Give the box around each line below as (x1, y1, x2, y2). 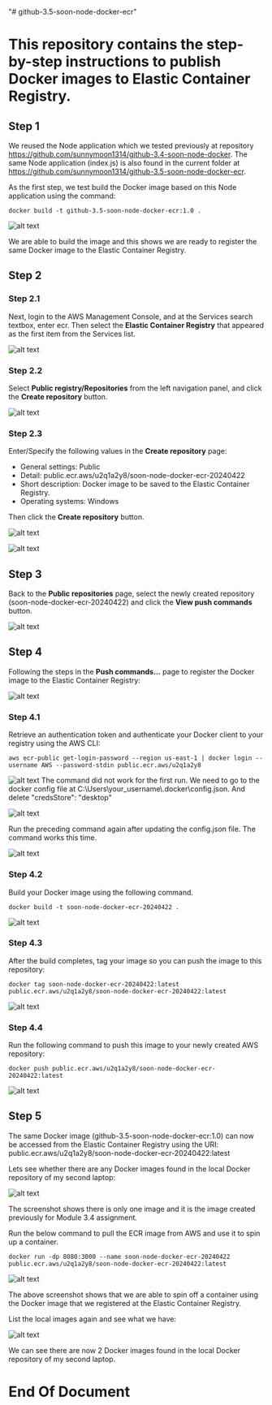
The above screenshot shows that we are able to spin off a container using (8, 1290, 258, 1299)
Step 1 (8, 119, 41, 133)
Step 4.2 (8, 868, 43, 880)
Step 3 (8, 567, 42, 581)
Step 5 (8, 1110, 42, 1123)
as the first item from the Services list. (8, 329, 136, 338)
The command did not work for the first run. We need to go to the (41, 775, 260, 786)
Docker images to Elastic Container (8, 70, 251, 88)
